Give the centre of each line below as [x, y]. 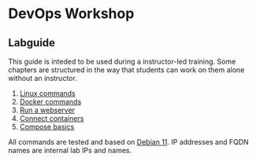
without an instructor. [43, 78]
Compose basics [47, 127]
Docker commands [50, 102]
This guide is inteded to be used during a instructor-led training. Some [122, 61]
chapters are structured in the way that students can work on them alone [126, 70]
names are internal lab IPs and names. [70, 150]
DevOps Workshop [71, 14]
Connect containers [52, 118]
